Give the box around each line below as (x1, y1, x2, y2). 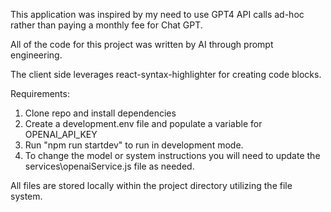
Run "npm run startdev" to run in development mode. (24, 139, 244, 151)
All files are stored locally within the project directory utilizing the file (10, 180, 293, 191)
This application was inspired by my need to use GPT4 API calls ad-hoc (10, 9, 305, 20)
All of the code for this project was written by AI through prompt (10, 39, 274, 50)
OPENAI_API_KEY (24, 129, 98, 140)
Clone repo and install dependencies (24, 107, 177, 119)
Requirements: (10, 88, 70, 99)
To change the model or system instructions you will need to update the (24, 150, 321, 161)
